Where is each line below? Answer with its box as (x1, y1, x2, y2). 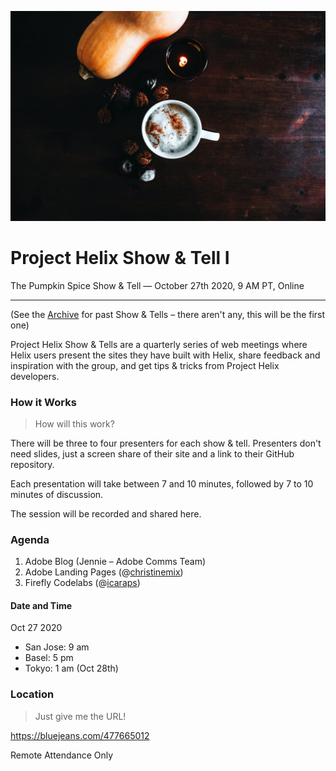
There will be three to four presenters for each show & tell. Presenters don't (10, 437, 322, 449)
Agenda (10, 532, 50, 546)
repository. (10, 458, 55, 470)
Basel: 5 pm (24, 652, 74, 664)
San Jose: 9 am (24, 641, 90, 653)
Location (10, 687, 55, 701)
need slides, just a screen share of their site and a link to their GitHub (10, 447, 295, 460)
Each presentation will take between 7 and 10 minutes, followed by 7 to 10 (10, 477, 314, 490)
